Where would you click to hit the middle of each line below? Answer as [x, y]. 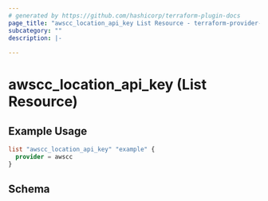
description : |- [35, 38]
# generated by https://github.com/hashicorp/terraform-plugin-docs [124, 16]
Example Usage [48, 131]
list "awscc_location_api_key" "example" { [82, 150]
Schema [29, 189]
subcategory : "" [35, 30]
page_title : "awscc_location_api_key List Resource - [100, 23]
